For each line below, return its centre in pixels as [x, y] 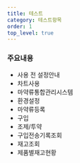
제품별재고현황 [37, 152]
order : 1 [20, 26]
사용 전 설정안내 [38, 75]
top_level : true [30, 33]
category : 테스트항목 [34, 20]
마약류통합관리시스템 [45, 92]
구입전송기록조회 [39, 135]
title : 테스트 [25, 13]
